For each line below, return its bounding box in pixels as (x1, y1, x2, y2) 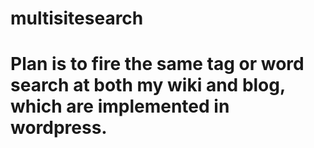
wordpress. (10, 117, 108, 139)
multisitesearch (10, 7, 144, 30)
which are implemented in (10, 95, 230, 118)
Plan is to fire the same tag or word (10, 53, 305, 76)
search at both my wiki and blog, (10, 74, 286, 97)
